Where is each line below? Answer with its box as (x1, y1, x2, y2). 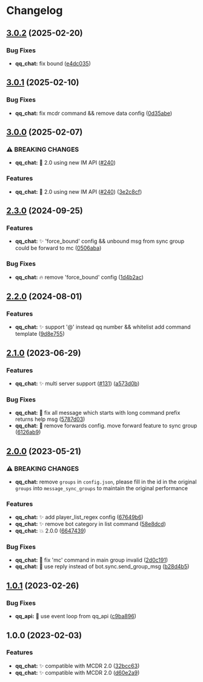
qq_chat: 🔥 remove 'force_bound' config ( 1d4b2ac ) (15, 273, 144, 281)
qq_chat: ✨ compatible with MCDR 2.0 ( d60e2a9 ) (15, 669, 140, 676)
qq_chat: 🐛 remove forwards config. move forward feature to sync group (15, 422, 198, 429)
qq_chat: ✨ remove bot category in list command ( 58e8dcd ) (15, 520, 167, 528)
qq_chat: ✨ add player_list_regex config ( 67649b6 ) (15, 514, 144, 521)
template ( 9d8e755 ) (15, 330, 65, 338)
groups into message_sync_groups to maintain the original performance (15, 484, 188, 492)
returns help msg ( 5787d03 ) (15, 415, 85, 423)
